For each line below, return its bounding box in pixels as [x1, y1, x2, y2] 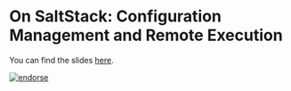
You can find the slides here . [9, 54, 114, 65]
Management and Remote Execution [9, 25, 283, 45]
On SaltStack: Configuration [9, 6, 222, 27]
